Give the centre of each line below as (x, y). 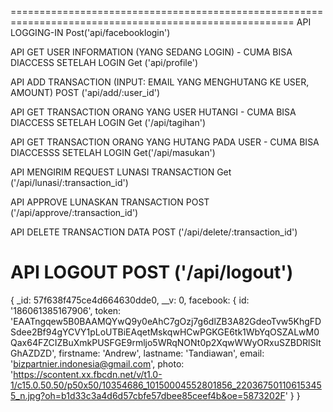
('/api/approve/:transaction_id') (74, 212)
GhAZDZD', (33, 353)
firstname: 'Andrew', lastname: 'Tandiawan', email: (161, 353)
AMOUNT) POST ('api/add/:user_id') (85, 92)
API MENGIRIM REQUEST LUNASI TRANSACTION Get (121, 172)
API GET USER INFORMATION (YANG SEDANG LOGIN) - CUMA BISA (151, 52)
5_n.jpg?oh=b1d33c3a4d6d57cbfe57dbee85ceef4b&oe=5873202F (148, 395)
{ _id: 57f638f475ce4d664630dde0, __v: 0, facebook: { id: (130, 300)
